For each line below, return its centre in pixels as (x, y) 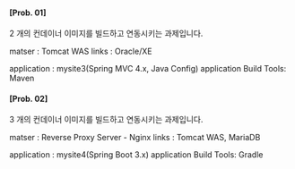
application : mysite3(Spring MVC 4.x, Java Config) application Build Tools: (148, 69)
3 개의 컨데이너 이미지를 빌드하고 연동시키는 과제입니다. (106, 120)
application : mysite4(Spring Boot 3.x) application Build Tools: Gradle (136, 155)
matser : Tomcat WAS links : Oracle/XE (81, 51)
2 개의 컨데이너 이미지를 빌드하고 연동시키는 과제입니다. (106, 34)
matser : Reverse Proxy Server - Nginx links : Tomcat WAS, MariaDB (135, 138)
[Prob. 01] (28, 13)
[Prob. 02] (29, 98)
